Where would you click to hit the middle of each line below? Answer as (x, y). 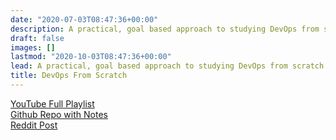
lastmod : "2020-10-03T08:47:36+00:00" (91, 57)
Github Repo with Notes (59, 114)
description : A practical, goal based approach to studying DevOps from (165, 29)
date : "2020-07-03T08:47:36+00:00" (84, 19)
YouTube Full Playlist (52, 103)
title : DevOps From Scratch (69, 76)
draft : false (37, 38)
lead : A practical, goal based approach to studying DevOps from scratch (167, 66)
